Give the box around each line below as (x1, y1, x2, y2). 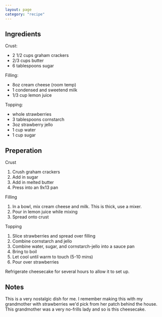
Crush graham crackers (12, 169, 60, 175)
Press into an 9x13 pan (12, 185, 58, 190)
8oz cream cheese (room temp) (12, 82, 77, 88)
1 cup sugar (12, 132, 36, 138)
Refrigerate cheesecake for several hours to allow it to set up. (5, 268, 130, 275)
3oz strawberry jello (12, 122, 53, 128)
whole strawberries (12, 111, 52, 117)
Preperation (5, 146, 42, 155)
